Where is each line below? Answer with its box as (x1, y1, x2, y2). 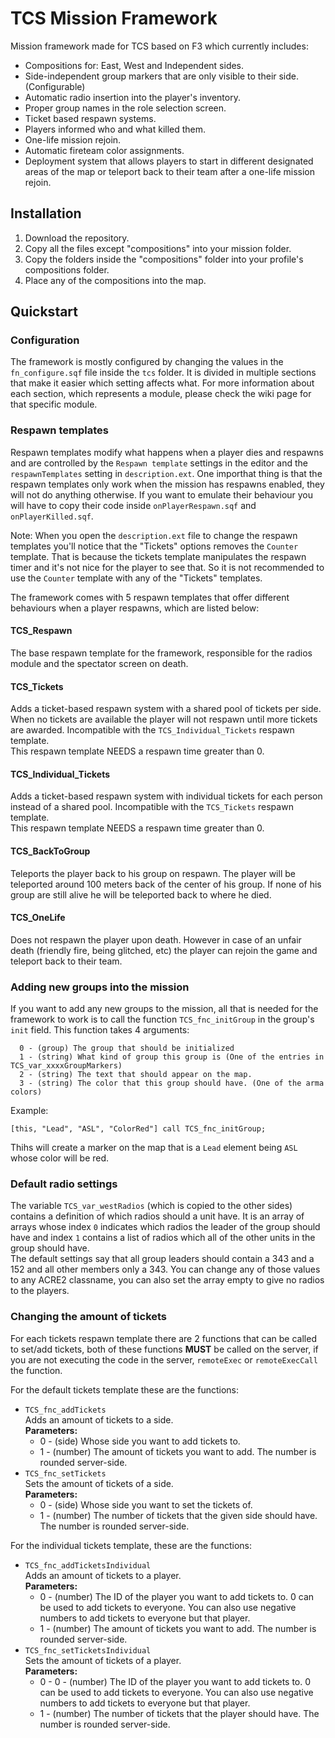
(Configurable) (24, 80, 86, 92)
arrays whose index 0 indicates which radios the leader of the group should (10, 1221, 321, 1233)
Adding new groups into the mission (10, 980, 190, 994)
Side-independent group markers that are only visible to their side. (24, 70, 300, 82)
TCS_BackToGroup (10, 845, 91, 857)
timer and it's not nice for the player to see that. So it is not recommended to (10, 561, 325, 573)
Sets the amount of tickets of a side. (24, 1477, 174, 1489)
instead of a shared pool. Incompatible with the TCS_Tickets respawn (10, 801, 294, 813)
